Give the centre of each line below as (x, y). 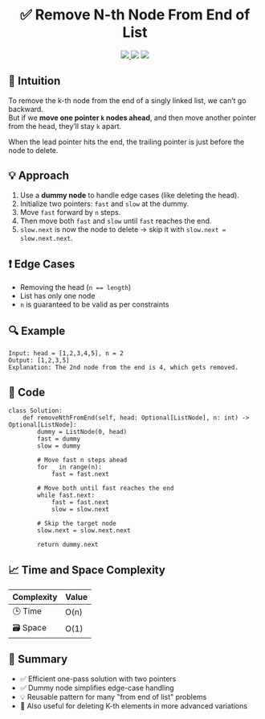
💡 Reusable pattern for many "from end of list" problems (113, 696)
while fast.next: (66, 495)
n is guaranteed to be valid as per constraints (94, 304)
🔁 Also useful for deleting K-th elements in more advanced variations (133, 705)
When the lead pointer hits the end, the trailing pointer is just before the (126, 142)
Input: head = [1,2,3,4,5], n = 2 (66, 353)
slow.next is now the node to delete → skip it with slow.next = (123, 229)
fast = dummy (59, 439)
